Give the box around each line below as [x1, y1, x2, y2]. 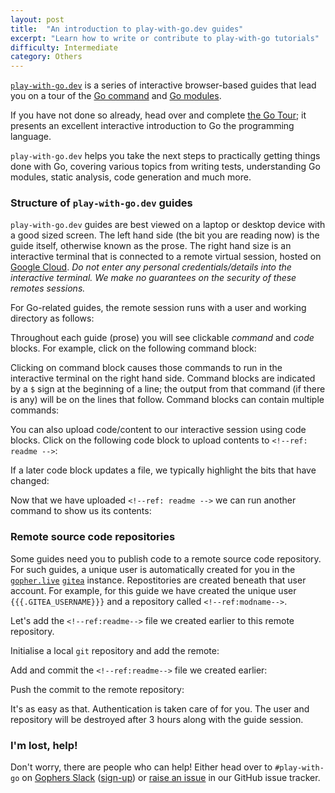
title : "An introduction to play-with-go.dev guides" [10, 24, 244, 34]
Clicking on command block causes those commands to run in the [10, 362, 283, 374]
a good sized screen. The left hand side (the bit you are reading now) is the [10, 229, 320, 241]
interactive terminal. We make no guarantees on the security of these [10, 272, 297, 284]
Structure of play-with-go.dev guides [10, 196, 193, 210]
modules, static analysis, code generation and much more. [10, 171, 252, 183]
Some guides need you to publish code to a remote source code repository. [10, 552, 322, 565]
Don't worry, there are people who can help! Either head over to [10, 761, 273, 773]
